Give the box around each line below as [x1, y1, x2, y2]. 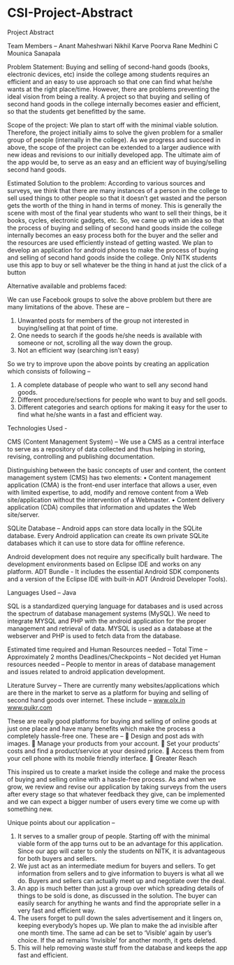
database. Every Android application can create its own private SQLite [7, 531, 209, 540]
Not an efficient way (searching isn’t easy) [17, 346, 140, 354]
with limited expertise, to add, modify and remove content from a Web [7, 488, 209, 496]
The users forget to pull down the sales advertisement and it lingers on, [17, 913, 224, 922]
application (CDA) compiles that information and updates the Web [7, 502, 197, 512]
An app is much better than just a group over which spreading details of [17, 884, 224, 892]
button [7, 268, 27, 276]
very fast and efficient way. [17, 906, 96, 915]
